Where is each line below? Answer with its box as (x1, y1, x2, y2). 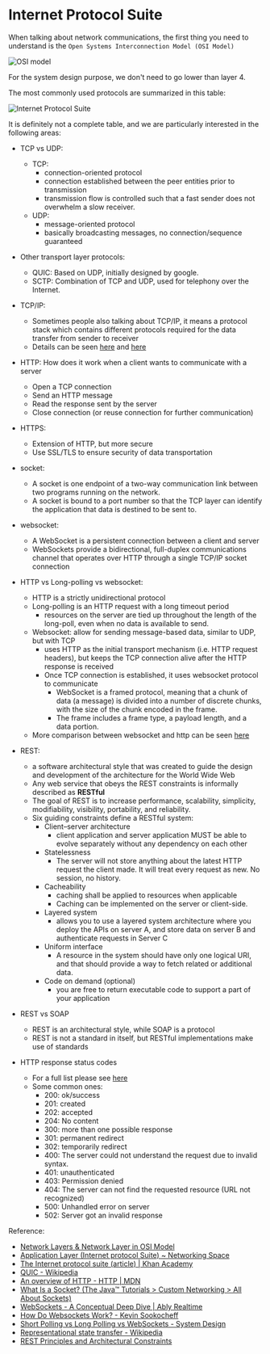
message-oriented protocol (44, 219, 135, 229)
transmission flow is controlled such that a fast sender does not (44, 193, 255, 203)
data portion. (56, 721, 99, 731)
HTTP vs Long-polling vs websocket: (19, 577, 143, 587)
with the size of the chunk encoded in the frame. (56, 704, 218, 714)
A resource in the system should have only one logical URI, (56, 950, 252, 960)
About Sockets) (19, 1293, 73, 1302)
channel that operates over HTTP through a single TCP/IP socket (31, 553, 247, 562)
